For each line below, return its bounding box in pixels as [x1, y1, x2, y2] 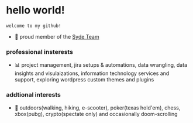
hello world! [6, 4, 66, 17]
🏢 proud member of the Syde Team [14, 33, 99, 40]
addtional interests [6, 91, 61, 99]
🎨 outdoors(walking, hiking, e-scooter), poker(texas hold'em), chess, [14, 104, 181, 111]
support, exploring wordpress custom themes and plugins [14, 76, 154, 83]
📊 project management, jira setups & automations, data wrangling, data [14, 61, 188, 69]
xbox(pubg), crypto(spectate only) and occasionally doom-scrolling [14, 110, 178, 117]
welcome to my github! [6, 23, 61, 29]
